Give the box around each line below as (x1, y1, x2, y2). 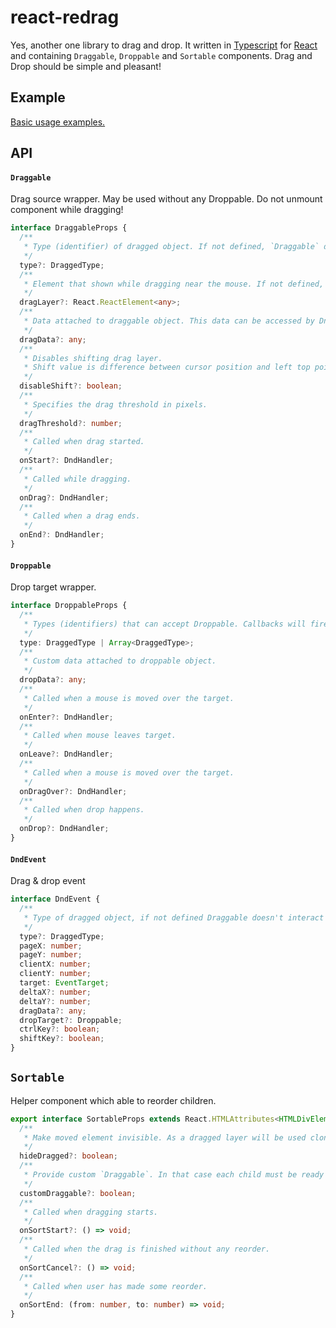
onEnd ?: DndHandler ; (19, 530, 105, 540)
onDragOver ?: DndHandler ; (19, 786, 128, 796)
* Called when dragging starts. (23, 1207, 159, 1217)
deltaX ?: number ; (19, 987, 92, 997)
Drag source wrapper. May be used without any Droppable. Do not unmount (10, 193, 323, 205)
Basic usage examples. (10, 116, 106, 128)
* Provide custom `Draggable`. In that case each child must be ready (23, 1170, 325, 1180)
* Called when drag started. (23, 437, 145, 447)
